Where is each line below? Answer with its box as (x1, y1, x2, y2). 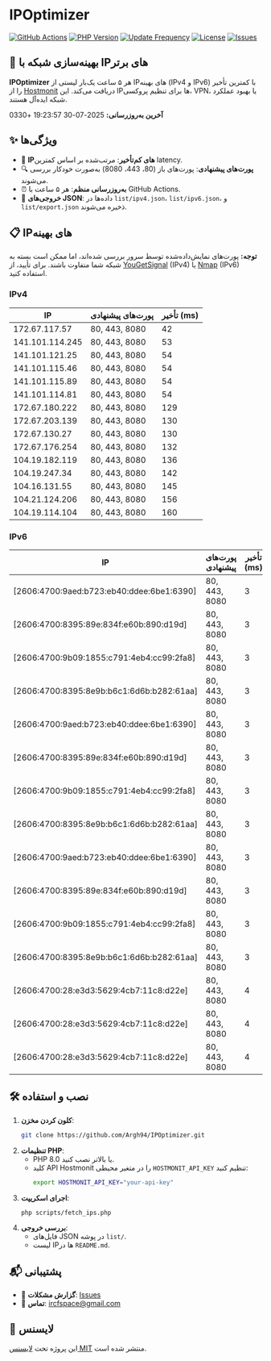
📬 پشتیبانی (9, 1264, 62, 1278)
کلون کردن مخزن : (20, 1115, 75, 1125)
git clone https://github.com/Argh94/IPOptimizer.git (20, 1131, 205, 1139)
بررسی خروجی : (20, 1223, 68, 1233)
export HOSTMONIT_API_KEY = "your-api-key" (32, 1178, 174, 1187)
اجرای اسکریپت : (20, 1192, 70, 1203)
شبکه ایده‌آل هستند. (9, 94, 68, 104)
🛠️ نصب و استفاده (9, 1090, 89, 1104)
